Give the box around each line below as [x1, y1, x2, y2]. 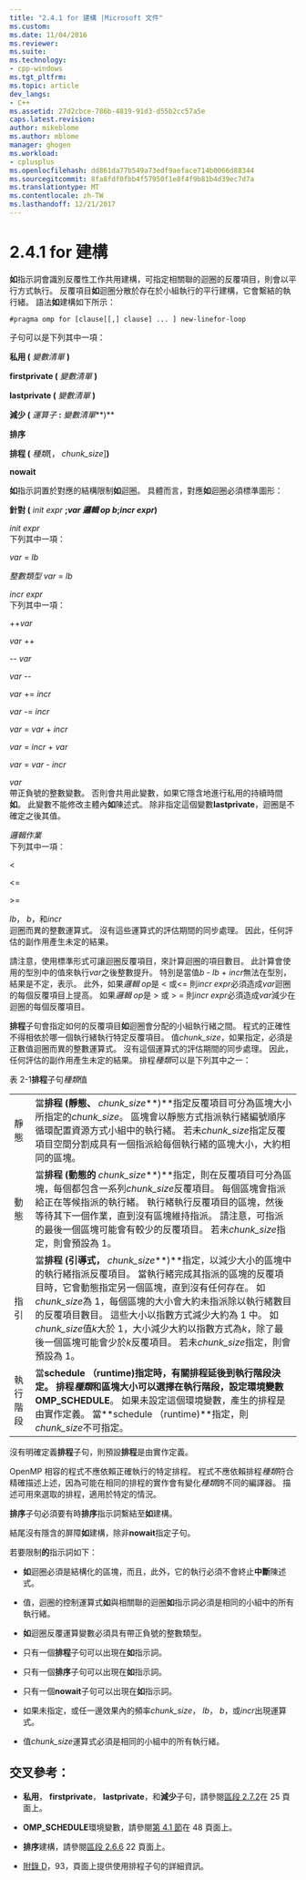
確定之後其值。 [9, 810, 66, 821]
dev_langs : [9, 89, 51, 98]
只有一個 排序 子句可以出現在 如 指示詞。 [22, 1666, 167, 1677]
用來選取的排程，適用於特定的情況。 [25, 1488, 161, 1499]
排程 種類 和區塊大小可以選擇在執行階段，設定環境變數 [56, 1380, 284, 1392]
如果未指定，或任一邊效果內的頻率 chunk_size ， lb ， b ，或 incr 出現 [22, 1705, 271, 1716]
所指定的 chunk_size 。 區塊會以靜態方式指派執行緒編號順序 [35, 1110, 286, 1123]
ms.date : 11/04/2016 [9, 30, 88, 39]
